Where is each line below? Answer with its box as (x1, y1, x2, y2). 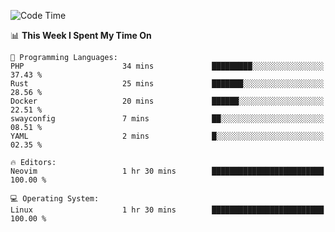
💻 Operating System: (10, 194, 100, 204)
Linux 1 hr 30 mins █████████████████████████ (10, 205, 325, 215)
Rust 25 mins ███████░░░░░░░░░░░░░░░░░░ (10, 79, 325, 89)
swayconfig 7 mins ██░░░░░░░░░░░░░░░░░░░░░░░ (10, 114, 325, 124)
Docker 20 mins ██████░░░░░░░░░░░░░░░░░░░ (10, 96, 325, 106)
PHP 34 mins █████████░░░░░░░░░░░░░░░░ (10, 61, 325, 71)
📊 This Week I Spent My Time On (10, 30, 152, 41)
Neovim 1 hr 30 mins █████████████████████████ (10, 166, 325, 176)
